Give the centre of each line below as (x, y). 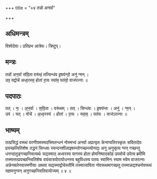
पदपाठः (13, 96)
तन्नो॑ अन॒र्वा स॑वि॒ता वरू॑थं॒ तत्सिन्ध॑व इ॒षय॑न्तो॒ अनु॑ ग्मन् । (47, 74)
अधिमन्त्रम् (17, 34)
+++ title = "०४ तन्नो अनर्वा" (30, 8)
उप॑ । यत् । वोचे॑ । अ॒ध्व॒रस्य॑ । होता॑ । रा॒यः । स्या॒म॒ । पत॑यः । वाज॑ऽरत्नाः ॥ (66, 114)
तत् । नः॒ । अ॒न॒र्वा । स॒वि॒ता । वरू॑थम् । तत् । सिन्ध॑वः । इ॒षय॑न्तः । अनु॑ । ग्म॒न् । (70, 108)
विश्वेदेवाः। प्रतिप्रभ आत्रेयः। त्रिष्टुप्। (33, 46)
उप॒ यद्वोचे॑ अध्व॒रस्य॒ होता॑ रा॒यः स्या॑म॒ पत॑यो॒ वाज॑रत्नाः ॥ (46, 80)
